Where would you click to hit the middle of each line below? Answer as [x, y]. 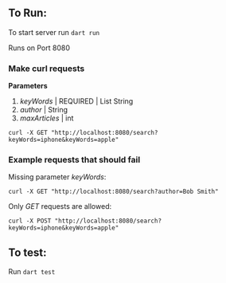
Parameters [28, 86]
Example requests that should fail [74, 160]
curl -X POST [30, 221]
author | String [43, 110]
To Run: [28, 13]
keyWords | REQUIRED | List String [76, 101]
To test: [27, 252]
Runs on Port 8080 [39, 48]
